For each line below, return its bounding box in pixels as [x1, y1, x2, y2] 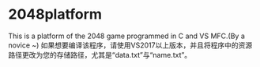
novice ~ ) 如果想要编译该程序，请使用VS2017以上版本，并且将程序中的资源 [8, 41, 253, 50]
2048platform [8, 5, 103, 23]
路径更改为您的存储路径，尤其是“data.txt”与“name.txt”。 [8, 50, 192, 59]
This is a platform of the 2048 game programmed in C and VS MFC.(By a [8, 31, 245, 41]
